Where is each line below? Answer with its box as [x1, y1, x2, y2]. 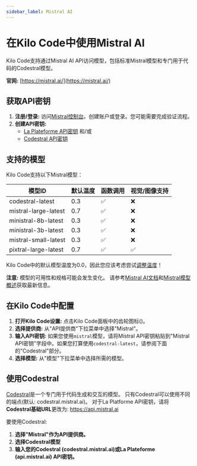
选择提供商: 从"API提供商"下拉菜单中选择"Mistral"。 [14, 325, 141, 332]
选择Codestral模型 [14, 438, 61, 445]
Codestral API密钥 [23, 135, 68, 143]
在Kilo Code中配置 [6, 301, 74, 311]
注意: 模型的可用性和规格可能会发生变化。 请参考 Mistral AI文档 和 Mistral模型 [6, 274, 191, 281]
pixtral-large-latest [9, 245, 64, 254]
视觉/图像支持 [130, 187, 169, 195]
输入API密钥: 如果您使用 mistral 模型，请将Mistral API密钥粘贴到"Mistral [14, 332, 190, 339]
